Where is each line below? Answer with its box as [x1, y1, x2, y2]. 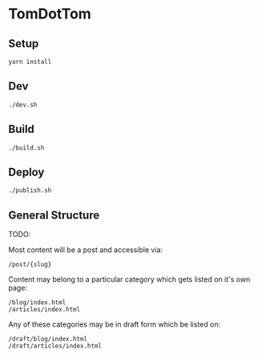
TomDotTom [8, 5, 92, 23]
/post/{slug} [8, 261, 52, 269]
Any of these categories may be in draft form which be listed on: [8, 319, 221, 329]
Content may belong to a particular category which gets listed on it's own [8, 275, 251, 284]
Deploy [8, 166, 45, 179]
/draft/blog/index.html [8, 335, 88, 343]
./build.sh [8, 143, 45, 152]
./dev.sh [8, 101, 38, 109]
